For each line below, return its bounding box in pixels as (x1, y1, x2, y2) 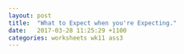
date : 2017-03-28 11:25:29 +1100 (8, 26, 127, 34)
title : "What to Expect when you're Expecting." (8, 19, 178, 27)
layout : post (8, 11, 52, 20)
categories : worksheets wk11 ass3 (8, 33, 124, 42)
